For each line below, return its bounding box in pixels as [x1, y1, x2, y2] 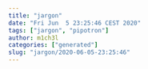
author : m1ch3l [8, 33, 59, 42]
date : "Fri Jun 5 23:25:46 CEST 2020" [8, 19, 142, 27]
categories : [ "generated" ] [8, 41, 98, 49]
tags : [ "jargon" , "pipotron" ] [8, 26, 110, 34]
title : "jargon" [8, 11, 62, 20]
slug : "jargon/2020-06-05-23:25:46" [8, 48, 130, 56]
